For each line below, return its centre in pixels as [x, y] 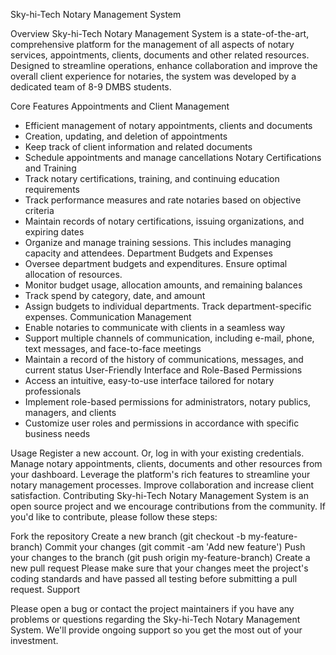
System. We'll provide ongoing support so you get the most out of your [156, 630]
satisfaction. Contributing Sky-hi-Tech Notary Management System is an [159, 495]
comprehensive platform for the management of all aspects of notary [152, 44]
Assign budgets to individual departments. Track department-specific [168, 306]
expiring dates [54, 232]
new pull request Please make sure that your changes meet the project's [159, 568]
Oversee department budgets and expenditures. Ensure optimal [156, 263]
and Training [50, 168]
